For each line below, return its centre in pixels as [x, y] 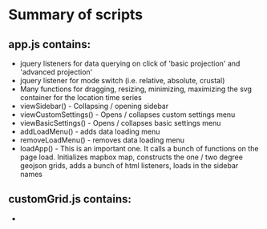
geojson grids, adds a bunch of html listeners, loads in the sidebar [129, 165]
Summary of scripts [76, 15]
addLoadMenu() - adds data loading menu [90, 131]
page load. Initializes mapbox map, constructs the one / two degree [131, 157]
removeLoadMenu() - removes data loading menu [102, 140]
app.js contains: [49, 44]
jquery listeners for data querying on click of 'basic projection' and [130, 63]
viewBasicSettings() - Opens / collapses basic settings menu [120, 123]
